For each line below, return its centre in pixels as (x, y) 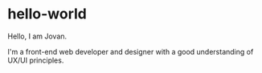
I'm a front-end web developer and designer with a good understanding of (131, 51)
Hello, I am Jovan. (37, 36)
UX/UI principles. (36, 60)
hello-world (47, 14)
